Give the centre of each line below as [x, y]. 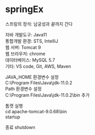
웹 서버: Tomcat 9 [23, 47]
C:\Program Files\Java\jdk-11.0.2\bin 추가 [47, 95]
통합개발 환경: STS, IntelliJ [32, 41]
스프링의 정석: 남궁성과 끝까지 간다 [39, 24]
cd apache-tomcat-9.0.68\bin [36, 111]
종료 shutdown [20, 127]
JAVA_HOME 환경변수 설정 [32, 77]
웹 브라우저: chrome [25, 54]
